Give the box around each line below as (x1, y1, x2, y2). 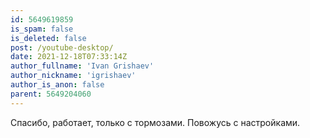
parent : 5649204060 (10, 89, 92, 99)
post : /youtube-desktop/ (10, 42, 114, 53)
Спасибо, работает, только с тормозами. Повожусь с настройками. (10, 116, 301, 128)
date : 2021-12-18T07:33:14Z (10, 52, 128, 62)
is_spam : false (10, 24, 74, 34)
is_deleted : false (10, 33, 87, 43)
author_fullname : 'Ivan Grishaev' (10, 61, 155, 71)
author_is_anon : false (10, 80, 105, 90)
